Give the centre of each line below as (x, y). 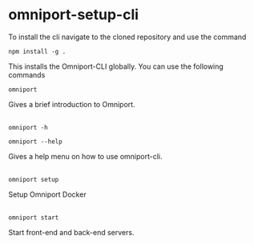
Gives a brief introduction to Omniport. (72, 104)
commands (27, 74)
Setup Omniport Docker (47, 194)
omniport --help (35, 142)
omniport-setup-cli (73, 15)
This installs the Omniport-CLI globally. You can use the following (116, 66)
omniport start (34, 218)
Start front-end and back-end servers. (71, 232)
